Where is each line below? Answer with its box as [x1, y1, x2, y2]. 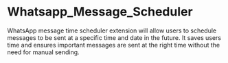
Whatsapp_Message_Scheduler [7, 4, 194, 20]
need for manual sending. [7, 48, 80, 56]
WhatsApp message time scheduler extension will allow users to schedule [7, 26, 217, 35]
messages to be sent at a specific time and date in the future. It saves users [7, 33, 222, 41]
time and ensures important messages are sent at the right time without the [7, 41, 220, 49]
